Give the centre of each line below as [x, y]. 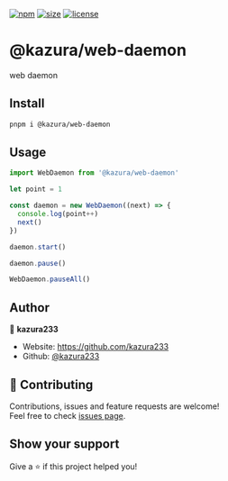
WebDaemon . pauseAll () [50, 279]
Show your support [64, 445]
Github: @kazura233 [61, 357]
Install [27, 104]
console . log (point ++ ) [58, 214]
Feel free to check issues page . [68, 415]
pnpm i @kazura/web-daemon [60, 124]
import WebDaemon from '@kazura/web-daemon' [94, 173]
